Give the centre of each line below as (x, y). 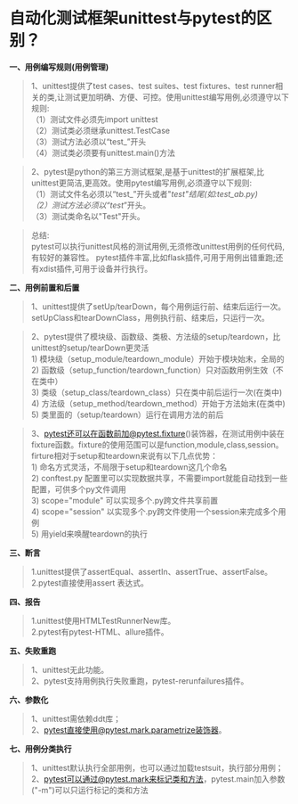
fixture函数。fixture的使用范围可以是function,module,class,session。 (157, 444)
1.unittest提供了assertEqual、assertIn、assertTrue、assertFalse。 (152, 571)
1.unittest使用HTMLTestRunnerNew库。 (103, 620)
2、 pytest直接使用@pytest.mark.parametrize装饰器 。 (129, 730)
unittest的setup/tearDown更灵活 (90, 348)
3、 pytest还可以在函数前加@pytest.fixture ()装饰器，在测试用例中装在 (157, 433)
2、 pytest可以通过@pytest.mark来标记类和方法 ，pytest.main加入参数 (158, 779)
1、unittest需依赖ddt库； (76, 718)
